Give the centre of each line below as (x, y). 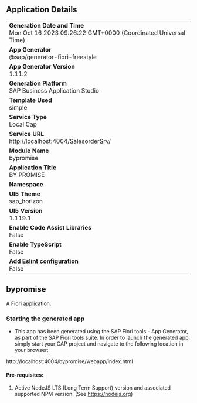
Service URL (27, 134)
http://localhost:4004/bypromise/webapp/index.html (69, 361)
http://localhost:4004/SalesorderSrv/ (60, 141)
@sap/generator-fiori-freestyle (53, 57)
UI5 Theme (25, 194)
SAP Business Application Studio (54, 90)
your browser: (31, 350)
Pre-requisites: (25, 375)
